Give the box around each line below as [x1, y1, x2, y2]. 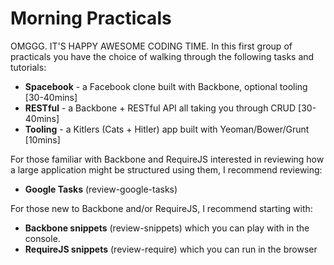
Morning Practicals [10, 7, 172, 30]
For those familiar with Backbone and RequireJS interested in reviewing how [10, 153, 325, 165]
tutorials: [10, 61, 47, 73]
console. [24, 232, 61, 244]
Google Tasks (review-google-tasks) [24, 183, 178, 195]
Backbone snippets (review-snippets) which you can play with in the [24, 222, 310, 234]
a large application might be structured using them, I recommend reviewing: [10, 163, 323, 176]
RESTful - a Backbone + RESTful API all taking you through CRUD [24, 102, 297, 114]
